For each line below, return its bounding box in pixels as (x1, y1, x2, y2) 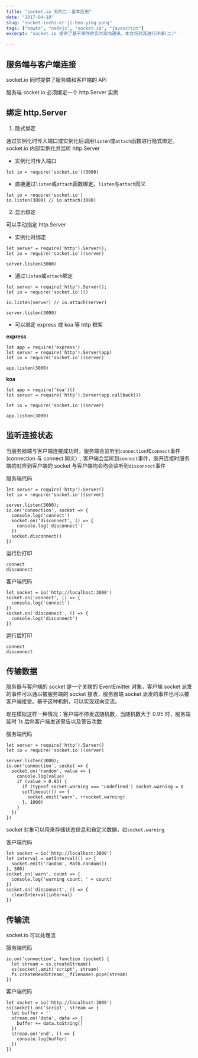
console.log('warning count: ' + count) (11, 877, 112, 883)
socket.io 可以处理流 (6, 932, 56, 939)
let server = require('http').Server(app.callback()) (6, 392, 142, 398)
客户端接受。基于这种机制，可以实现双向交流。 (6, 698, 120, 705)
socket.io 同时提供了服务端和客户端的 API (6, 76, 107, 83)
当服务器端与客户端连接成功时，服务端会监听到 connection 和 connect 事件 (6, 447, 181, 454)
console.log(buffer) (17, 1036, 67, 1042)
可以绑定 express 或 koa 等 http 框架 (14, 321, 103, 328)
